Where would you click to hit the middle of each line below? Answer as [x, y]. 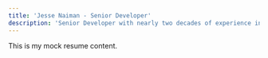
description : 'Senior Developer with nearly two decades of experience [130, 23]
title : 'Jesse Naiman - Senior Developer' [80, 15]
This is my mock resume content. [63, 45]
